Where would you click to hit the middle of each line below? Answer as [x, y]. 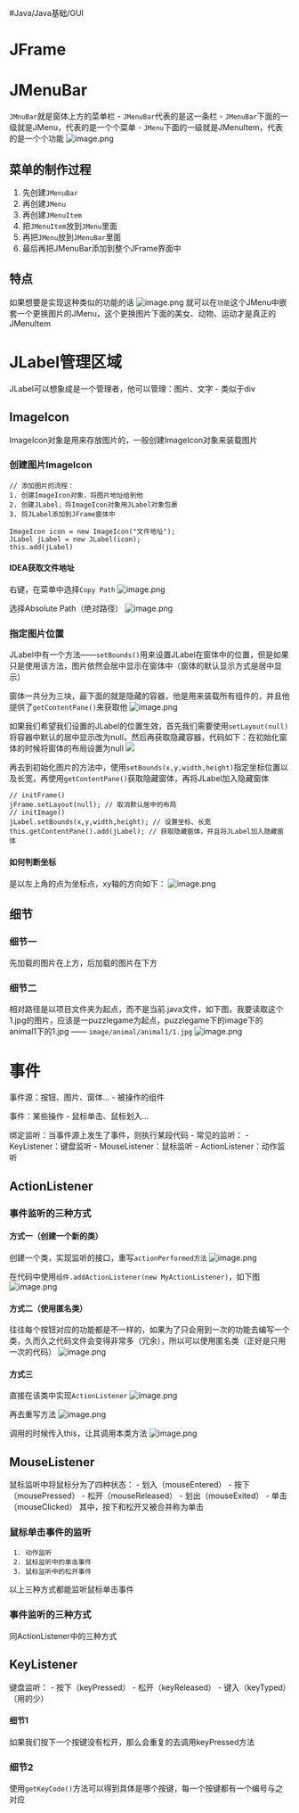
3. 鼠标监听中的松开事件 [52, 1572]
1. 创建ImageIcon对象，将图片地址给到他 [77, 495]
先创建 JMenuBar [50, 192]
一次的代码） [32, 1352]
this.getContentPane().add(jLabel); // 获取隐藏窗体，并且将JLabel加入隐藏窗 [147, 832]
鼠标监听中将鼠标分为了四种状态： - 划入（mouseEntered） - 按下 [130, 1485]
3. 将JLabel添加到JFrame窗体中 [62, 514]
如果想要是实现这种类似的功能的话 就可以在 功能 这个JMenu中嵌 [148, 302]
